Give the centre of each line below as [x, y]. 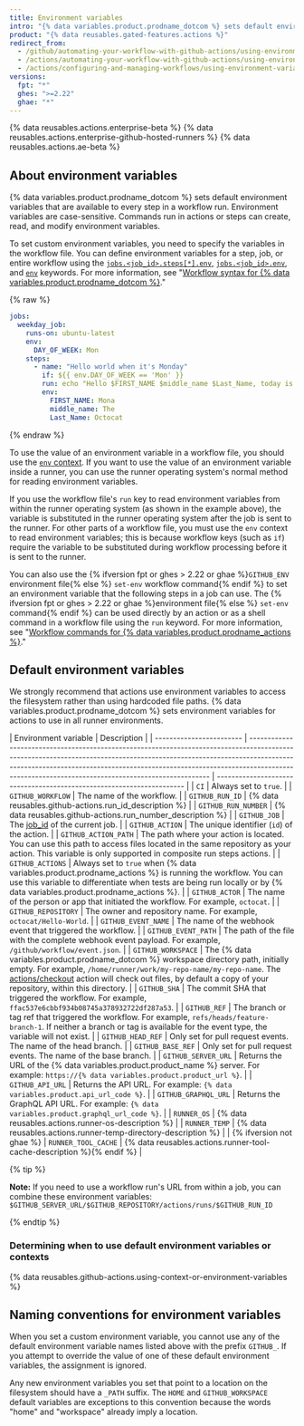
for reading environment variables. [74, 481]
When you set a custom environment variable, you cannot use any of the [145, 1336]
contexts [29, 1257]
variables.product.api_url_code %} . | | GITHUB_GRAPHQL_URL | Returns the [145, 1094]
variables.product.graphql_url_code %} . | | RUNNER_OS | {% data [128, 1113]
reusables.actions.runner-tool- [213, 1142]
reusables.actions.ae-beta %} [65, 147]
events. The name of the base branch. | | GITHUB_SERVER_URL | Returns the [146, 1055]
